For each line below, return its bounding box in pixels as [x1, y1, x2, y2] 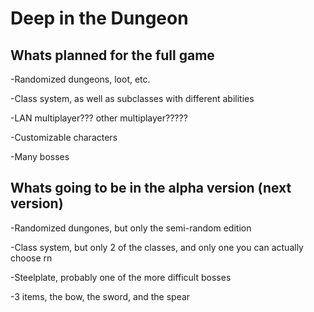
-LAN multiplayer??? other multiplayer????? [10, 112, 188, 124]
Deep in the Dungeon [10, 7, 189, 30]
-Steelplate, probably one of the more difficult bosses [10, 271, 232, 283]
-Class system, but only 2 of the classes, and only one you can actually [10, 241, 304, 253]
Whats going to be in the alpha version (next [10, 180, 292, 197]
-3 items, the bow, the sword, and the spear [10, 290, 191, 302]
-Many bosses [10, 151, 70, 162]
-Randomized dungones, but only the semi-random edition [10, 222, 252, 234]
